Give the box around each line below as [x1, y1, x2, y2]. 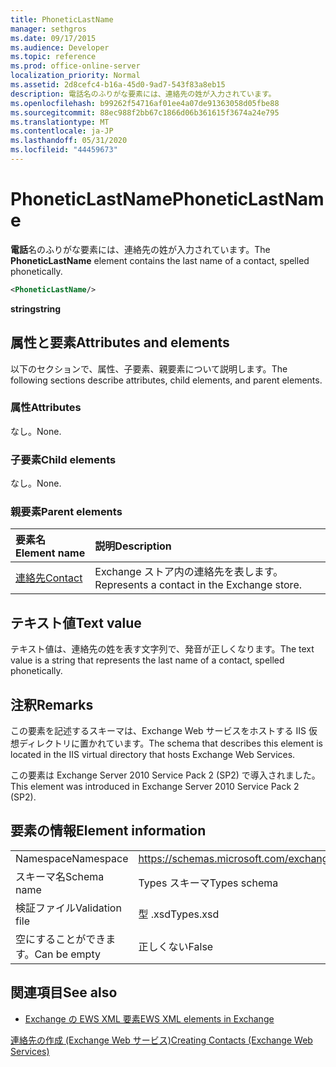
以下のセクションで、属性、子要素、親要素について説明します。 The [10, 362, 288, 375]
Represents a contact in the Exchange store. [94, 578, 302, 592]
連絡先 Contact [15, 571, 83, 585]
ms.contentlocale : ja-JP [10, 126, 114, 136]
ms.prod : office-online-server [10, 61, 141, 71]
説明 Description [94, 539, 172, 553]
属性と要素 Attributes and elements [10, 334, 230, 351]
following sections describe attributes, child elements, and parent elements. [10, 374, 323, 386]
